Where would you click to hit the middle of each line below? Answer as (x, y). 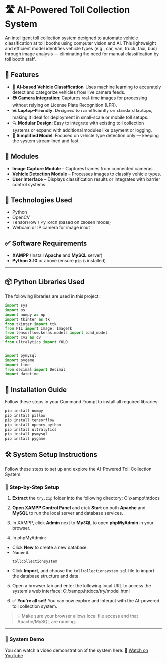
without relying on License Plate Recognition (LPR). (65, 105)
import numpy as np (25, 315)
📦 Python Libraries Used (45, 281)
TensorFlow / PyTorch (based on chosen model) (62, 222)
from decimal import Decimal (35, 369)
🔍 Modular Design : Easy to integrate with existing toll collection (78, 123)
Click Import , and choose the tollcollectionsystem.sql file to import (83, 571)
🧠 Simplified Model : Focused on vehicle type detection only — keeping (85, 135)
